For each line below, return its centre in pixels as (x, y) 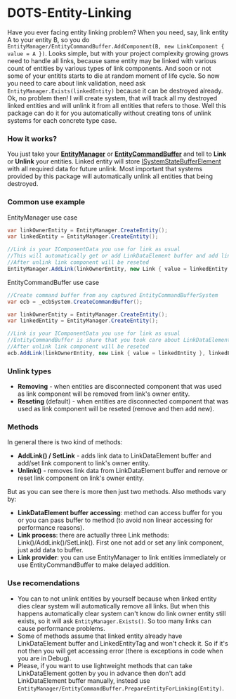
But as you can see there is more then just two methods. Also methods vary (117, 492)
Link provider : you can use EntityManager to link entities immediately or (122, 558)
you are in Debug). (44, 658)
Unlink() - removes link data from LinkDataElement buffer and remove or (123, 471)
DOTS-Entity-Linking (70, 13)
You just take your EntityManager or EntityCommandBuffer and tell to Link (117, 154)
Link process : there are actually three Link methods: (93, 535)
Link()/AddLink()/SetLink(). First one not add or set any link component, (121, 542)
